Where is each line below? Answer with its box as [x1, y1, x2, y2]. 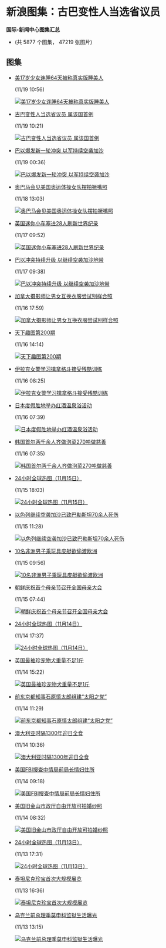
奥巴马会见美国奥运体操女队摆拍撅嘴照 [14, 183, 107, 190]
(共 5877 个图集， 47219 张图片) [14, 38, 93, 45]
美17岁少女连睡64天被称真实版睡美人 [14, 74, 104, 81]
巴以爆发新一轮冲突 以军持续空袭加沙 [14, 147, 104, 154]
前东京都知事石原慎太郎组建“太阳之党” [14, 693, 107, 700]
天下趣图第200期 [14, 329, 56, 336]
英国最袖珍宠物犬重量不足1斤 [14, 657, 84, 664]
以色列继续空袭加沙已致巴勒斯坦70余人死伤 [14, 511, 119, 518]
